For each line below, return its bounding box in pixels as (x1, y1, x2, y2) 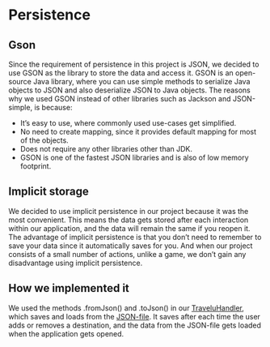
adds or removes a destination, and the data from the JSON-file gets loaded (8, 320, 261, 330)
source (8, 77, 32, 86)
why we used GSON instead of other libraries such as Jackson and (8, 94, 231, 103)
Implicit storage (8, 185, 89, 199)
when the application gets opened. (8, 328, 124, 338)
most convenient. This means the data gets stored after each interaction (8, 215, 249, 225)
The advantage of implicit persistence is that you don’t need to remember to (8, 232, 262, 242)
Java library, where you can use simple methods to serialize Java (33, 77, 251, 86)
